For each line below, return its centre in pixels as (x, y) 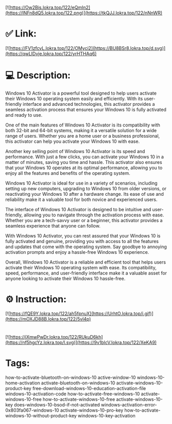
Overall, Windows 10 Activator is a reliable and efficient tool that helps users (85, 262)
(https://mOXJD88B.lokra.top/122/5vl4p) (48, 319)
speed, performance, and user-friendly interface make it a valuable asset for (86, 273)
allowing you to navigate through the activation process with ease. (94, 215)
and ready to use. (24, 115)
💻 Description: (38, 75)
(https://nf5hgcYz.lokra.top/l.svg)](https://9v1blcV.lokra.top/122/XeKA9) (81, 342)
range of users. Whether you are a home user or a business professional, (83, 136)
